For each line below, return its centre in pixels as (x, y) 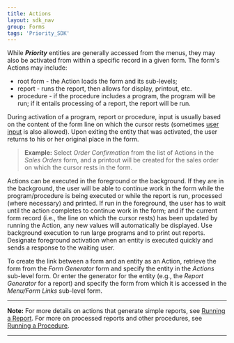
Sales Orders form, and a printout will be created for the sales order (122, 160)
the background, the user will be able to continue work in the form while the (116, 188)
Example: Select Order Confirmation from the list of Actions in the (119, 153)
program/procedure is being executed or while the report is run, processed (115, 196)
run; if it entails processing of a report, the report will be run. (104, 104)
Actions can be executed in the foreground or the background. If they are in (116, 181)
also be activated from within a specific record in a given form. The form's (114, 61)
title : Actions (29, 14)
